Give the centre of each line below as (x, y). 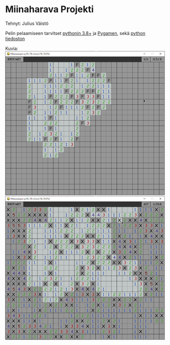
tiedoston (15, 39)
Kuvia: (12, 48)
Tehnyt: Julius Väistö (27, 23)
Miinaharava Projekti (50, 9)
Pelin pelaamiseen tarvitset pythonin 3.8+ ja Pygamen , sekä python (75, 33)
